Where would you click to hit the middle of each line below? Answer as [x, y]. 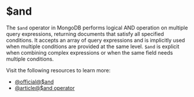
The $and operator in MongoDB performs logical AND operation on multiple [97, 28]
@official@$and [34, 82]
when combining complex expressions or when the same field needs [90, 52]
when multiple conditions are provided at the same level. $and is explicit [93, 46]
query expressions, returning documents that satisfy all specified [85, 34]
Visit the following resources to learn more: [58, 70]
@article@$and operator [45, 88]
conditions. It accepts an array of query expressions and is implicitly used [96, 40]
